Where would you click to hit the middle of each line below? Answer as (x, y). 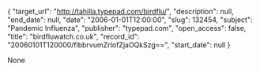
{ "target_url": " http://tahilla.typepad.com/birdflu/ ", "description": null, (121, 11)
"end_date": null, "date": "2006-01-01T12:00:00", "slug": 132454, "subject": (130, 20)
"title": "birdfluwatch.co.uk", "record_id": (73, 36)
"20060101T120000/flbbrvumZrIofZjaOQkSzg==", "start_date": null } (119, 45)
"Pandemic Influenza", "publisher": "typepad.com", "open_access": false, (127, 28)
